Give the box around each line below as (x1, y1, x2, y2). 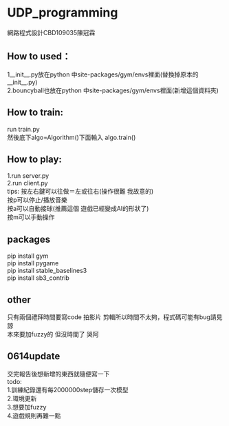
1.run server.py (7, 172, 50, 180)
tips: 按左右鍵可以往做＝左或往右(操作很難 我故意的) (7, 187, 154, 196)
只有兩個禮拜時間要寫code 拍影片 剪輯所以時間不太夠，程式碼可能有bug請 (7, 313, 217, 321)
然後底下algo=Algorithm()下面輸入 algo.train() (7, 133, 136, 141)
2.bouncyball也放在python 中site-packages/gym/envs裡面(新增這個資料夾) (7, 86, 219, 94)
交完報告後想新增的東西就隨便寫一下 (7, 369, 110, 378)
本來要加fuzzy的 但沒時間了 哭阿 (7, 330, 99, 338)
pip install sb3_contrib (7, 274, 70, 282)
